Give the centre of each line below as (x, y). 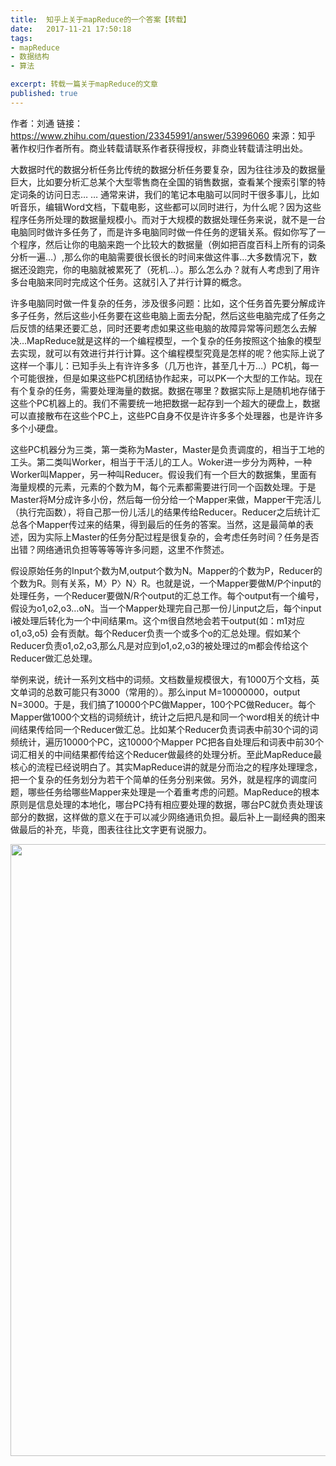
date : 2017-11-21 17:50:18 (71, 29)
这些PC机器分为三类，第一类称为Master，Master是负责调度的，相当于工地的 (167, 449)
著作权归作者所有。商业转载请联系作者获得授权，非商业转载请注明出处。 (159, 148)
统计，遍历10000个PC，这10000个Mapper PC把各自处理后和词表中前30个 (171, 742)
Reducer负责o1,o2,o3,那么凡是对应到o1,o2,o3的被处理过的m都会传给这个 (159, 645)
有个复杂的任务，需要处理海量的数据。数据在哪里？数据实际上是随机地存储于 (168, 390)
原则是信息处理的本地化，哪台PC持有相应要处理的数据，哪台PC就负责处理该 (167, 804)
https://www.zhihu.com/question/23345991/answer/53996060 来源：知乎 (163, 135)
